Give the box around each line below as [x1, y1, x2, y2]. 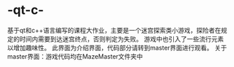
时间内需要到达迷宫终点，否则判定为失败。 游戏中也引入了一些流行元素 [19, 34, 224, 43]
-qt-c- [7, 2, 44, 18]
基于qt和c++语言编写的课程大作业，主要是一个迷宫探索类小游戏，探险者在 [7, 26, 221, 34]
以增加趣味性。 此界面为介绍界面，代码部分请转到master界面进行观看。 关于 [7, 43, 228, 52]
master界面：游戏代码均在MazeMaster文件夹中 [7, 52, 144, 61]
